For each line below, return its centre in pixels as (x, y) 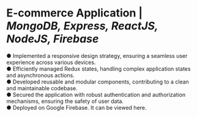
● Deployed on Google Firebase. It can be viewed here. (76, 107)
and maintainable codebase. (42, 88)
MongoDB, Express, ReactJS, (82, 26)
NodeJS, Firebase (53, 39)
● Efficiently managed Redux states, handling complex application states (98, 69)
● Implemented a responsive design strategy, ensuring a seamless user (97, 55)
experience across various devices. (51, 62)
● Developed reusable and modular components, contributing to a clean (98, 82)
